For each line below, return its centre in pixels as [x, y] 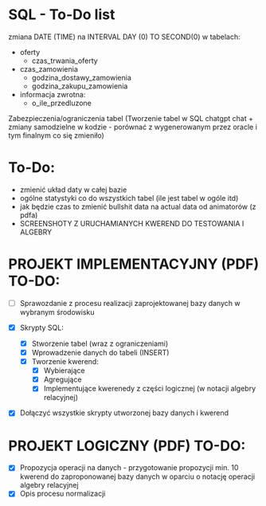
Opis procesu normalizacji [63, 494]
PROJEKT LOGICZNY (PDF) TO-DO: [127, 446]
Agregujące [63, 379]
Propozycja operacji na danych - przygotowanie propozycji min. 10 [129, 468]
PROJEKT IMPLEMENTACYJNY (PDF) [134, 264]
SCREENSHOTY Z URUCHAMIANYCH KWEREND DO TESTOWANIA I [132, 223]
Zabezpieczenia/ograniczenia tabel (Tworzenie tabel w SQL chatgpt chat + [131, 118]
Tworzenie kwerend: [65, 362]
